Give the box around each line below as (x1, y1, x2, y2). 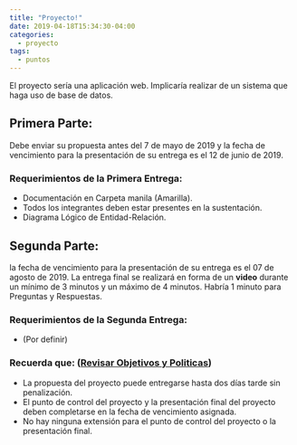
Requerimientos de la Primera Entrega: (9, 172, 183, 185)
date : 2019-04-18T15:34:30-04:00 (9, 22, 136, 31)
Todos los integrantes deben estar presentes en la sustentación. (22, 203, 263, 213)
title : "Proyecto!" (9, 13, 83, 23)
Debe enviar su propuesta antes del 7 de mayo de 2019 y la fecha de (9, 139, 265, 150)
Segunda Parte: (9, 238, 100, 253)
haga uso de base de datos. (9, 90, 113, 100)
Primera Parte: (9, 116, 93, 131)
